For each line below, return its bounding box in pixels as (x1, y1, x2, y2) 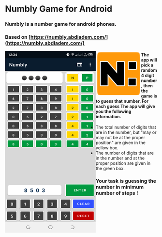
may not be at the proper (96, 135, 145, 141)
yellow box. (96, 145, 118, 151)
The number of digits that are (96, 150, 154, 156)
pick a (141, 62, 154, 68)
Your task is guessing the (96, 178, 156, 185)
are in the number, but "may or (96, 129, 157, 135)
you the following (96, 108, 132, 114)
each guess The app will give (96, 103, 156, 109)
